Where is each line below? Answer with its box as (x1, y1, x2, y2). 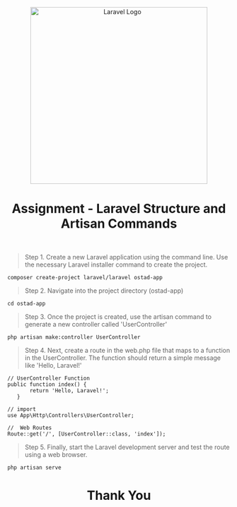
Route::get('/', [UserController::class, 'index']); (7, 430, 166, 438)
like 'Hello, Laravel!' (24, 361, 83, 369)
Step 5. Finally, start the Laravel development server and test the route (24, 443, 230, 451)
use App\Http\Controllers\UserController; (7, 412, 134, 419)
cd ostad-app (7, 300, 46, 307)
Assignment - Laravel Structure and (11, 201, 226, 217)
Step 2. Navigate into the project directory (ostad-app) (24, 286, 184, 295)
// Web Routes (7, 424, 52, 431)
